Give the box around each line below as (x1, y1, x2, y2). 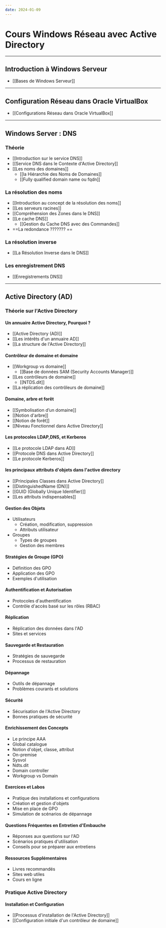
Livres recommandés (12, 866, 55, 872)
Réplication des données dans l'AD (12, 625, 83, 631)
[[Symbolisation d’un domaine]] (12, 407, 77, 413)
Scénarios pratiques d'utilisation (12, 838, 78, 845)
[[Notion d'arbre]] (12, 412, 48, 418)
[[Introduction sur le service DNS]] (12, 155, 83, 161)
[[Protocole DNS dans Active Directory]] (12, 450, 94, 456)
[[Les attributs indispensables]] (12, 494, 76, 500)
